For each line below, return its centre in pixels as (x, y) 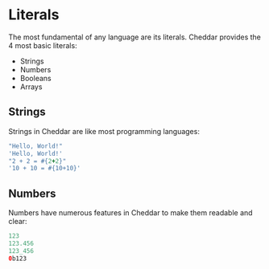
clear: (18, 222)
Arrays (31, 87)
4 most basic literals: (43, 45)
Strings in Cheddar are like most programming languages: (104, 131)
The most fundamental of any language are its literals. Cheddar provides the (135, 37)
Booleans (35, 78)
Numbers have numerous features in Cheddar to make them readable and (130, 213)
